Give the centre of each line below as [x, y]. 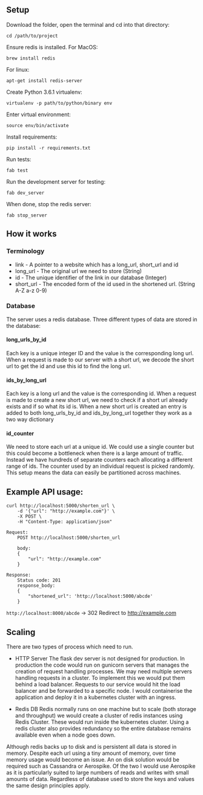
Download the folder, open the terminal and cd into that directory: [88, 24]
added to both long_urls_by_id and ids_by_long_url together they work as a [99, 413]
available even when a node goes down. [65, 735]
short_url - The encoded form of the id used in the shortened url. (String [105, 284]
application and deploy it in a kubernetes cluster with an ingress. [96, 697]
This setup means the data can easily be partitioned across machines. [94, 473]
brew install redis [31, 58]
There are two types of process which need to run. [70, 647]
